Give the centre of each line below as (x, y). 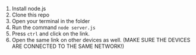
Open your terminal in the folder (51, 21)
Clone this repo (30, 15)
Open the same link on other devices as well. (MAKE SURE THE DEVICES (101, 40)
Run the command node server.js (54, 27)
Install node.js (29, 9)
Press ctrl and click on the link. (51, 34)
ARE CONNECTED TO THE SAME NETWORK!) (68, 46)
